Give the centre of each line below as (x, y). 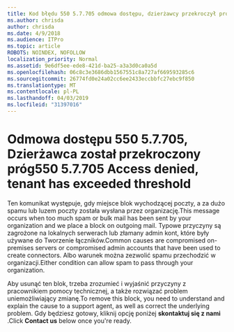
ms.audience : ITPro (36, 40)
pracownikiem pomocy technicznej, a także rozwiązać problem (97, 291)
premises (21, 247)
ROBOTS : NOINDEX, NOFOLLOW (46, 53)
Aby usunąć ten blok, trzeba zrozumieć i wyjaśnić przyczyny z (97, 283)
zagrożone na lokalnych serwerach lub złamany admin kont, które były (108, 233)
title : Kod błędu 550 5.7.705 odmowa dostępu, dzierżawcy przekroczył (112, 14)
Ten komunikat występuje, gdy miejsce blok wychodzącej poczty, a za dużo (116, 203)
